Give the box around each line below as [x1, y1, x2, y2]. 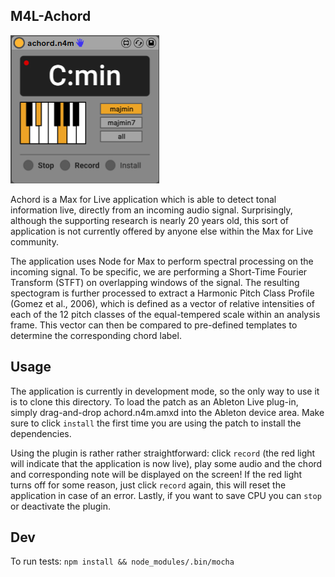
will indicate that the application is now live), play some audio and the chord [10, 457, 323, 469]
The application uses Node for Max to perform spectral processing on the [10, 255, 314, 267]
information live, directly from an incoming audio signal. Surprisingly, [10, 204, 293, 216]
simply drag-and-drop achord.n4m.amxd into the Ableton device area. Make [10, 406, 325, 418]
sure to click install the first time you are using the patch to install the [10, 417, 302, 429]
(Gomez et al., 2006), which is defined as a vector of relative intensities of [10, 297, 315, 309]
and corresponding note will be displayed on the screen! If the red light [10, 468, 303, 480]
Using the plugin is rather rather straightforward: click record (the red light [10, 447, 316, 459]
